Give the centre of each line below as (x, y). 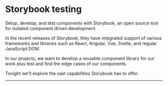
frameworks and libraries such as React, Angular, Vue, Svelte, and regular (81, 43)
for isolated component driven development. (51, 28)
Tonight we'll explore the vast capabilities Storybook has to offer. (72, 73)
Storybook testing (43, 9)
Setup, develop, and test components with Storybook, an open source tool (82, 23)
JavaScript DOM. (23, 48)
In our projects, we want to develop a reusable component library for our (80, 58)
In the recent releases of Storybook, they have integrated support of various (84, 38)
